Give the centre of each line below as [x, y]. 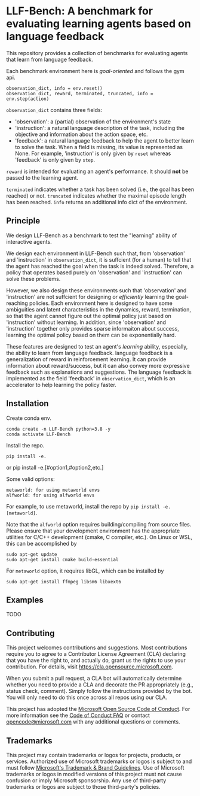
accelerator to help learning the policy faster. [61, 385]
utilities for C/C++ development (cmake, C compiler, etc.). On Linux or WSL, [99, 537]
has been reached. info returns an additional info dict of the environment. [97, 202]
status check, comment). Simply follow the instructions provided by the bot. [99, 691]
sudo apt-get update [32, 554]
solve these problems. [33, 279]
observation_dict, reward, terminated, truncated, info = [80, 93]
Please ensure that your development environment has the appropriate [93, 531]
